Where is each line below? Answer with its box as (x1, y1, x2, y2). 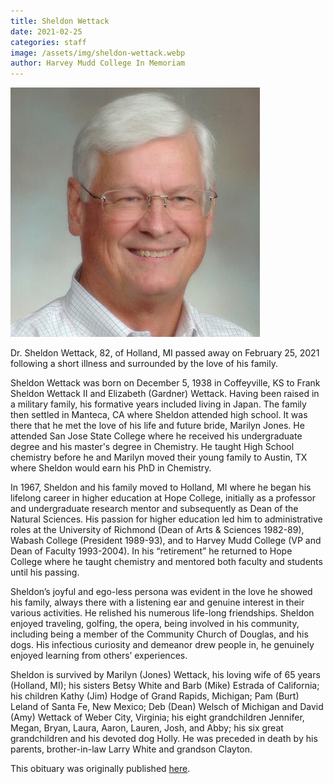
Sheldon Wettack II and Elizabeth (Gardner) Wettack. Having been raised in (10, 388, 320, 400)
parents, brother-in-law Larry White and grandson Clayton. (10, 743, 253, 755)
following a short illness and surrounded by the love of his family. (10, 358, 278, 370)
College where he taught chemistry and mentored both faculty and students (10, 556, 323, 568)
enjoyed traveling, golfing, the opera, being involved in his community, (10, 618, 300, 630)
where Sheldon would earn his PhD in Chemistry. (10, 462, 212, 474)
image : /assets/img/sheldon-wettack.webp (10, 48, 186, 58)
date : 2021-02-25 (10, 26, 83, 37)
